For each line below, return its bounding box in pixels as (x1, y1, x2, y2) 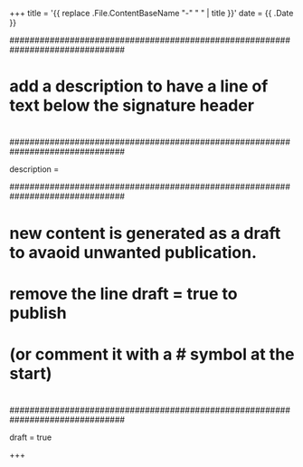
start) (9, 363, 52, 384)
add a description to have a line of (9, 76, 269, 97)
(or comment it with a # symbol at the (9, 344, 295, 365)
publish (9, 302, 68, 323)
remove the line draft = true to (9, 283, 238, 304)
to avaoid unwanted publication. (9, 242, 258, 262)
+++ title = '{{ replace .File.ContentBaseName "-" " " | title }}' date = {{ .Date (9, 8, 294, 18)
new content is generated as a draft (9, 223, 281, 243)
